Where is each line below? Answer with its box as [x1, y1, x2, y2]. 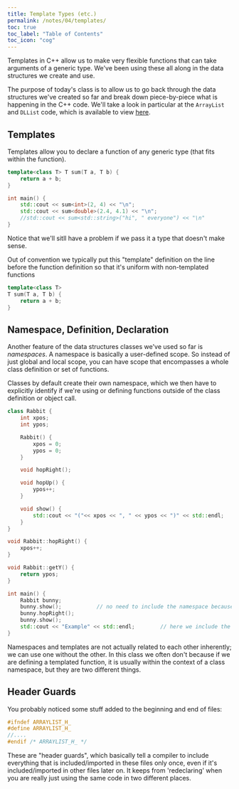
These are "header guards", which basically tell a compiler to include [7, 751, 209, 760]
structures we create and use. [7, 72, 95, 80]
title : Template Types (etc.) [7, 10, 97, 18]
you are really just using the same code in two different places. [7, 774, 191, 783]
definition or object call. [7, 394, 77, 402]
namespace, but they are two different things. [7, 665, 141, 674]
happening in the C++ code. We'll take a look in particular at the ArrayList [7, 100, 225, 109]
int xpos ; [20, 414, 50, 422]
